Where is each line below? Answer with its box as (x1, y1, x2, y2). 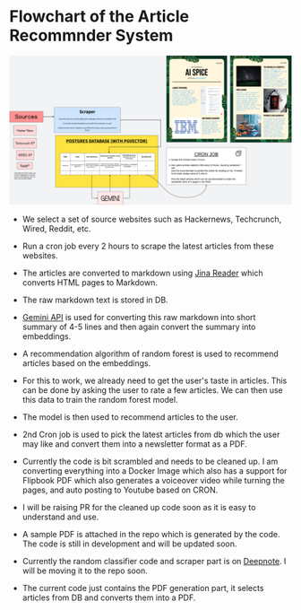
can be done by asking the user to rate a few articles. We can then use (21, 384, 284, 396)
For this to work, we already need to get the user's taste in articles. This (21, 375, 288, 386)
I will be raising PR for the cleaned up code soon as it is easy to (21, 501, 256, 512)
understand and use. (21, 511, 99, 522)
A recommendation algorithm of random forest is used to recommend (21, 348, 279, 359)
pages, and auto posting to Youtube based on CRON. (21, 484, 219, 495)
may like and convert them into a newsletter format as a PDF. (21, 438, 248, 449)
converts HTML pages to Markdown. (21, 276, 159, 288)
